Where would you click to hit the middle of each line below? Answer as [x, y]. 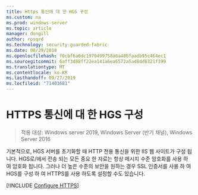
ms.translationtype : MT [36, 67]
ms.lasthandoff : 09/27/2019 [41, 78]
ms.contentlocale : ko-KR [37, 73]
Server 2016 [36, 139]
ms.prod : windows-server [37, 23]
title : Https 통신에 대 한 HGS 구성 [47, 12]
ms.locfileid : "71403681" [38, 84]
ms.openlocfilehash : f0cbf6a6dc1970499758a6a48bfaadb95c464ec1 [86, 56]
